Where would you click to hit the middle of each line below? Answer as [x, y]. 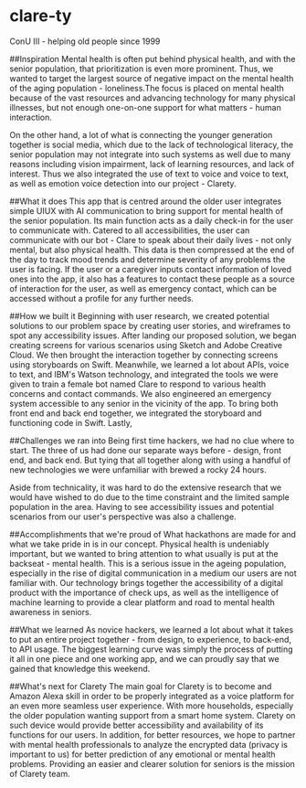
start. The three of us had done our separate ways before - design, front [145, 450]
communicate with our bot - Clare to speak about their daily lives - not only [151, 240]
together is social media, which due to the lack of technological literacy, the [152, 144]
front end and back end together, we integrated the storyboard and [136, 413]
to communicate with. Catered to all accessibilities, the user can [130, 230]
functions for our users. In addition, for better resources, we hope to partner [153, 735]
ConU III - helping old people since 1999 [85, 41]
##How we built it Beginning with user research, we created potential [139, 315]
